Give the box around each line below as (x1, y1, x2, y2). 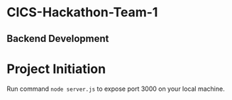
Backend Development (6, 33, 109, 45)
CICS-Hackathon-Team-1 (6, 4, 158, 21)
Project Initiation (6, 61, 106, 77)
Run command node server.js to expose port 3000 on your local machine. (6, 84, 225, 93)
